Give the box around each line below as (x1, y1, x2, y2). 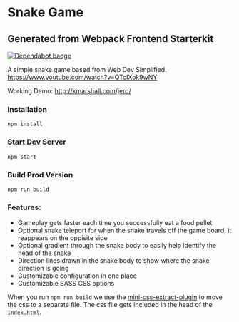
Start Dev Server (7, 137, 66, 147)
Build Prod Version (7, 170, 73, 180)
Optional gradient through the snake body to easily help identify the (17, 241, 216, 250)
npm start (7, 153, 37, 160)
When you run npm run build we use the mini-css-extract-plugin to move (7, 293, 223, 301)
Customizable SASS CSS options (17, 279, 115, 288)
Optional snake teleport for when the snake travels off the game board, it (17, 226, 232, 235)
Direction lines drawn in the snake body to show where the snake (17, 256, 210, 265)
